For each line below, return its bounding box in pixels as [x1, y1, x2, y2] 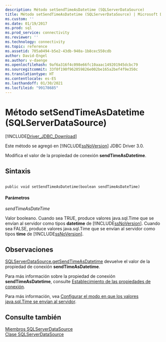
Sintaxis [5, 167, 31, 175]
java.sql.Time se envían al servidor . [5, 299, 77, 304]
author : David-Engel [5, 53, 48, 58]
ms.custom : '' [5, 16, 35, 21]
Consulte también [5, 313, 61, 321]
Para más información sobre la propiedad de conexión [5, 273, 116, 279]
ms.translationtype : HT [5, 72, 54, 77]
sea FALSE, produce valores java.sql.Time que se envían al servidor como [5, 226, 156, 232]
